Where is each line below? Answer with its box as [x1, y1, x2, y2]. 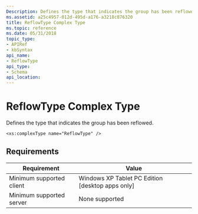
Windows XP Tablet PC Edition [78, 174, 163, 182]
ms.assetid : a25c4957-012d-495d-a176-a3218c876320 [6, 14, 133, 20]
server [9, 198, 28, 206]
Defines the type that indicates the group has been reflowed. [6, 119, 154, 127]
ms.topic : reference [6, 25, 57, 31]
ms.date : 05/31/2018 [6, 31, 57, 37]
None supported [78, 195, 124, 203]
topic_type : [6, 36, 35, 42]
